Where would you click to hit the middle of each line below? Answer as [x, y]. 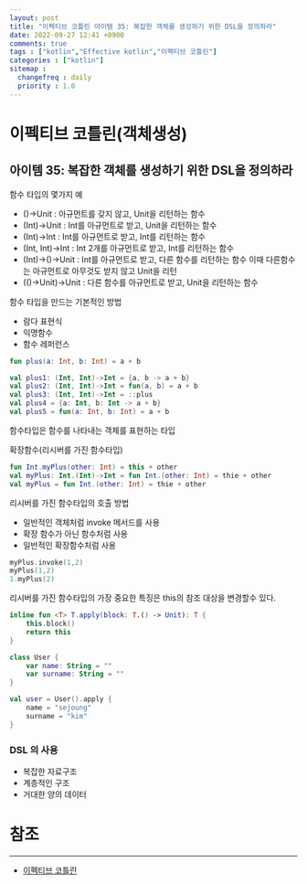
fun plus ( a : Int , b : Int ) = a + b [75, 361]
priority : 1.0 [47, 86]
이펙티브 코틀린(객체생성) [99, 134]
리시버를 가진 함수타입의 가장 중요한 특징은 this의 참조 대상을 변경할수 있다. [143, 598]
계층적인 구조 [46, 783]
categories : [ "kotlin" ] [57, 60]
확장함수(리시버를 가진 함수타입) [66, 450]
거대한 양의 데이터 [54, 794]
